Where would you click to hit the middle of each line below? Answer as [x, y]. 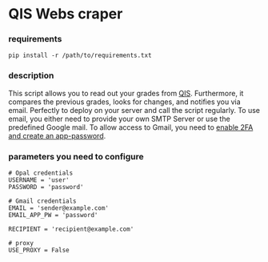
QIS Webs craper [66, 14]
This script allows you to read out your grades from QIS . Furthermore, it [126, 93]
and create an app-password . [57, 135]
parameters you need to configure [76, 156]
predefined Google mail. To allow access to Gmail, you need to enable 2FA [131, 127]
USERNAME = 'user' [39, 180]
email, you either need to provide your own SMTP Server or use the [119, 119]
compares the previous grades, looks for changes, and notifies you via [125, 102]
